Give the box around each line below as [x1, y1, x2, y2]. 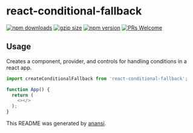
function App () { [6, 86, 50, 93]
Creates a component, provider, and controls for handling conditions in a [6, 57, 188, 64]
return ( [11, 92, 34, 98]
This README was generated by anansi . [6, 120, 106, 127]
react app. [6, 64, 32, 71]
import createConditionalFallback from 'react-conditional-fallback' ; [6, 75, 188, 82]
